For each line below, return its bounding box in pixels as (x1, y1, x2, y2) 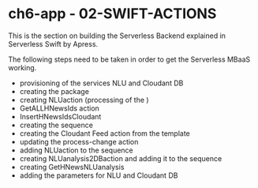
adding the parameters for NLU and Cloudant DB (19, 171, 178, 180)
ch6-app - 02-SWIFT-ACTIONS (8, 5, 217, 23)
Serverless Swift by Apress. (8, 39, 99, 48)
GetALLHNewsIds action (19, 103, 100, 113)
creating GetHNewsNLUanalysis (19, 162, 125, 171)
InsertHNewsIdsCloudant (19, 111, 102, 121)
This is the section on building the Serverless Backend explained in (8, 31, 226, 40)
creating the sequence (19, 120, 93, 130)
